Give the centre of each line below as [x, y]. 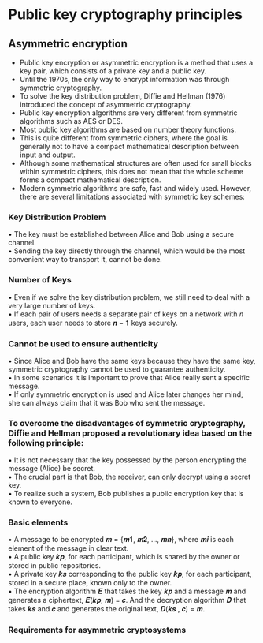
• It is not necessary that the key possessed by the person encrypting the [128, 460]
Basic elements [38, 522]
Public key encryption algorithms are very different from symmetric [128, 113]
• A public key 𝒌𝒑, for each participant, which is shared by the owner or [124, 557]
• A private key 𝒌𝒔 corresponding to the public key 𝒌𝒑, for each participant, [130, 574]
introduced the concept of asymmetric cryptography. [106, 105]
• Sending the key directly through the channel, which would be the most [127, 251]
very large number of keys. [52, 305]
